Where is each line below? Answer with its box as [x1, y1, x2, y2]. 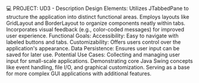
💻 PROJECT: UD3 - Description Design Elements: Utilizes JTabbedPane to [6, 5, 189, 12]
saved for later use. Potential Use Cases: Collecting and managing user [6, 51, 180, 58]
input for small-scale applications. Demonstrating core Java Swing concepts [6, 58, 193, 64]
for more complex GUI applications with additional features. [6, 70, 151, 77]
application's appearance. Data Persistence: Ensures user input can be [6, 45, 180, 52]
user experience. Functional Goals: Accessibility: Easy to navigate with [6, 32, 179, 39]
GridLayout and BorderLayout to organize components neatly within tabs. [6, 20, 186, 27]
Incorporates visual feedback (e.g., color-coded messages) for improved [6, 26, 184, 33]
